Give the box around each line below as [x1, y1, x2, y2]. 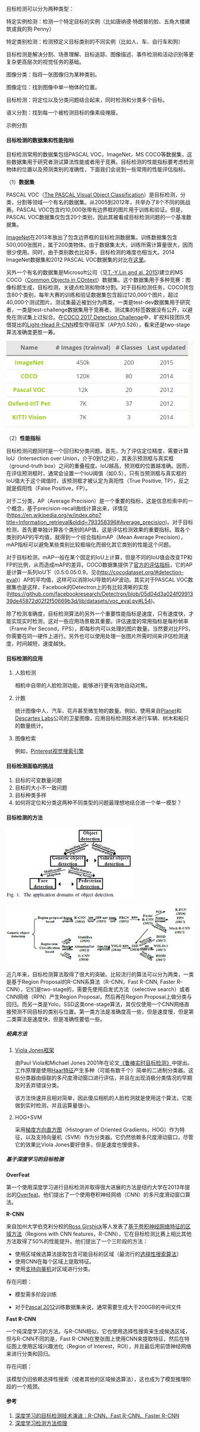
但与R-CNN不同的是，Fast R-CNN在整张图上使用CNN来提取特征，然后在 [6, 1335, 185, 1342]
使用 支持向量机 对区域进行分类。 [14, 1265, 93, 1272]
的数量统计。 [14, 722, 46, 729]
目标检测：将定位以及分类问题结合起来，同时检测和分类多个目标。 [6, 96, 168, 103]
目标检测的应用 [6, 655, 43, 662]
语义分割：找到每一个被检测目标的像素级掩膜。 [6, 109, 121, 116]
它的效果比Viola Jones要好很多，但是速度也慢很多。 [14, 1140, 143, 1148]
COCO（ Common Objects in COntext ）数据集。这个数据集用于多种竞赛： [6, 277, 186, 284]
